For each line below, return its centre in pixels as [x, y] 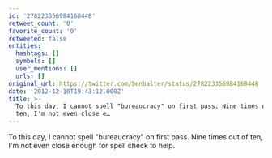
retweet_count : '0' [41, 23]
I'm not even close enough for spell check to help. [92, 145]
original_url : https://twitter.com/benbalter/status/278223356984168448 [134, 83]
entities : [25, 46]
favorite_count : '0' [43, 31]
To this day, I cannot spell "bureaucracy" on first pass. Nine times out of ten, [136, 137]
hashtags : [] [38, 53]
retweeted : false [38, 38]
